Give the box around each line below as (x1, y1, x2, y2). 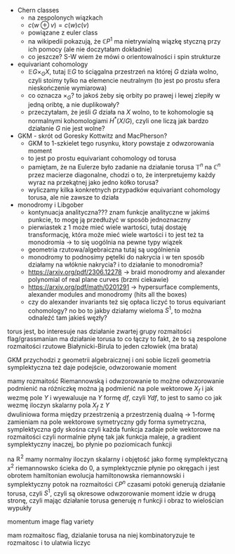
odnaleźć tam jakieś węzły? (27, 314, 107, 322)
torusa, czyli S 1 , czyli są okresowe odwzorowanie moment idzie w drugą (7, 488, 216, 498)
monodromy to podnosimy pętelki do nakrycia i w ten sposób (27, 252, 205, 261)
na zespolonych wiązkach (27, 13, 103, 22)
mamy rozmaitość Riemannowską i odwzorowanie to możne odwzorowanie (7, 377, 224, 385)
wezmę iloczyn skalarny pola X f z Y (7, 401, 110, 411)
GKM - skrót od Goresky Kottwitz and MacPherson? (17, 131, 168, 140)
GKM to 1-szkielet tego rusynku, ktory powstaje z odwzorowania (27, 138, 215, 147)
